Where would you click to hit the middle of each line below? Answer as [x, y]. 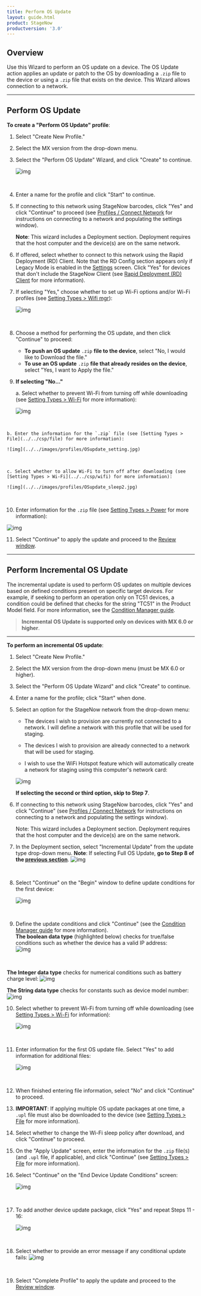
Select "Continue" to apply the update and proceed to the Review [96, 539]
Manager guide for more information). [62, 930]
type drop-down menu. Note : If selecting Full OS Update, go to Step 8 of [105, 853]
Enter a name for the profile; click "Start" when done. [81, 698]
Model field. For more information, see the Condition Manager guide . [91, 610]
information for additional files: [53, 1055]
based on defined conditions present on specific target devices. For [90, 591]
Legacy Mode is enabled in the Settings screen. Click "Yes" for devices [103, 267]
